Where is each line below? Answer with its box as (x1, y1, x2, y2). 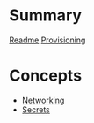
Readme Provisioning (9, 35, 86, 45)
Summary (9, 5, 82, 26)
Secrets (21, 104, 50, 115)
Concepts (9, 65, 82, 86)
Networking (21, 95, 65, 105)
